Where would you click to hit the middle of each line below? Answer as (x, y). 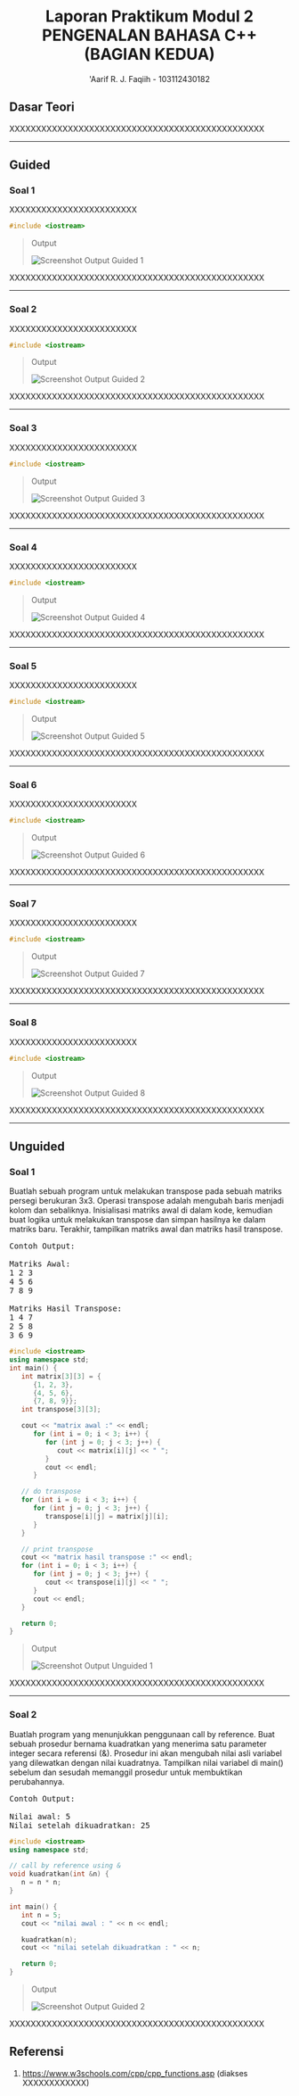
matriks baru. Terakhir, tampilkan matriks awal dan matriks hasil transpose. (146, 1230)
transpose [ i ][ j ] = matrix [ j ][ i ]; (107, 1516)
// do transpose (51, 1492)
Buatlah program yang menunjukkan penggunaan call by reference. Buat (142, 1734)
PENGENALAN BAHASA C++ (149, 35)
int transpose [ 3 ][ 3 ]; (61, 1410)
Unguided (37, 1146)
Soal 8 (23, 1023)
